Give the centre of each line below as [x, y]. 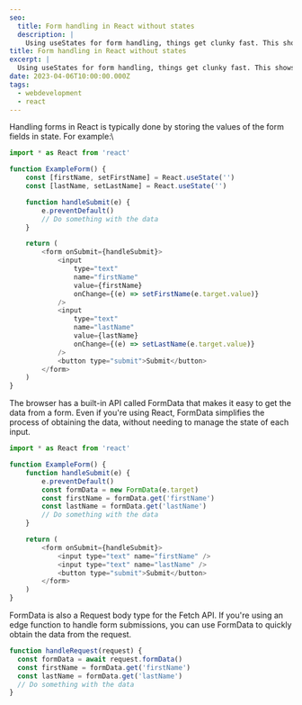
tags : [19, 85]
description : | [46, 34]
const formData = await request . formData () [100, 659]
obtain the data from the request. [71, 634]
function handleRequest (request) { [76, 651]
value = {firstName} [108, 285]
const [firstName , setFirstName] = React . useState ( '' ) [130, 178]
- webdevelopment [50, 93]
